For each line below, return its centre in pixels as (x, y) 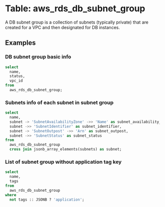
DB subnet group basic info (38, 57)
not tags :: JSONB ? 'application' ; (47, 200)
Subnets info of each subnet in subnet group (59, 102)
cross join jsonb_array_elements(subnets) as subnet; (66, 149)
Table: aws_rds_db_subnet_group (75, 9)
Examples (20, 43)
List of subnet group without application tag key (63, 162)
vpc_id (16, 81)
